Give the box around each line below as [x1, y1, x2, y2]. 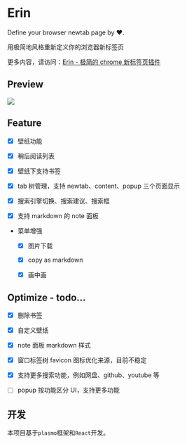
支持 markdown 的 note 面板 [17, 211, 99, 220]
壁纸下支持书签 [17, 167, 61, 175]
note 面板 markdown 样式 [17, 341, 91, 350]
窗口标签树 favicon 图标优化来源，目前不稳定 [17, 356, 147, 364]
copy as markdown [27, 255, 83, 264]
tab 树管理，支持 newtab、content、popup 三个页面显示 [17, 182, 180, 190]
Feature [7, 118, 42, 129]
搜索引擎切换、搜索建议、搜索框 [17, 196, 110, 205]
